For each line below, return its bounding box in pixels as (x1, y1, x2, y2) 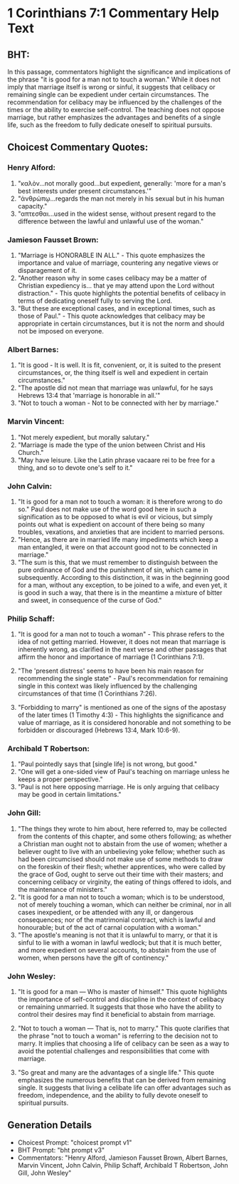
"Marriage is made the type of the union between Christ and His (17, 441, 206, 449)
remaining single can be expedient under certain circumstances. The (7, 91, 209, 99)
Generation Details (7, 1119, 92, 1131)
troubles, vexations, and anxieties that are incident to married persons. (17, 527, 225, 536)
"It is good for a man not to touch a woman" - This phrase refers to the (17, 630, 225, 638)
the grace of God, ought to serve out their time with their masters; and (17, 870, 224, 878)
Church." (17, 448, 44, 456)
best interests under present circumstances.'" (17, 186, 152, 195)
